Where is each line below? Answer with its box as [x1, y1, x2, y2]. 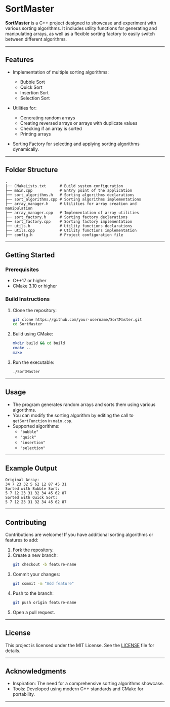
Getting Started [5, 251, 55, 259]
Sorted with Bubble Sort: [5, 486, 60, 491]
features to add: [5, 537, 39, 543]
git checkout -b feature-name [12, 562, 77, 567]
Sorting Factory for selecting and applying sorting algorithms [12, 141, 140, 147]
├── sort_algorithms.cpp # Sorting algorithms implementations [5, 196, 142, 202]
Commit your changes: [12, 571, 60, 578]
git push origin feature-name [12, 600, 77, 605]
